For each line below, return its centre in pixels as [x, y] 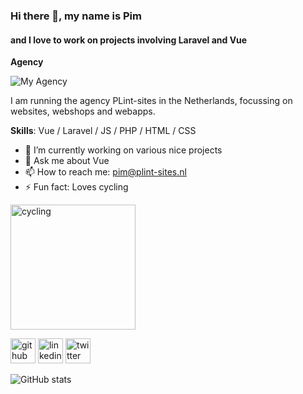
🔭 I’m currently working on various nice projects [123, 150]
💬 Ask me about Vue [67, 161]
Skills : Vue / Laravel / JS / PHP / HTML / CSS [103, 131]
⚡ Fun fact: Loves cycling [76, 187]
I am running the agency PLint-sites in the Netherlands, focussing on [151, 101]
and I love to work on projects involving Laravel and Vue [129, 40]
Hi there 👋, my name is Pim [76, 16]
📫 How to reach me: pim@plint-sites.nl [105, 172]
